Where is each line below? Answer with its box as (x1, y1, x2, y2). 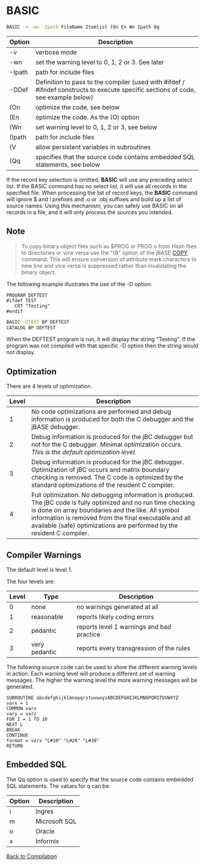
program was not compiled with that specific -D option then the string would (6, 342, 198, 349)
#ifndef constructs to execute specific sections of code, (35, 85, 196, 94)
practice (76, 631, 101, 638)
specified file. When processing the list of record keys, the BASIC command (6, 189, 198, 196)
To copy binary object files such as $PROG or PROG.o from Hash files (21, 242, 197, 250)
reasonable (31, 613, 64, 621)
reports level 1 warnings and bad (76, 623, 171, 631)
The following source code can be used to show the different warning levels (6, 664, 198, 670)
